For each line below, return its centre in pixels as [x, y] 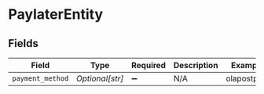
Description [196, 65]
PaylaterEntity [56, 14]
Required [148, 65]
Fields [24, 43]
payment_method [40, 79]
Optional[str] [100, 78]
